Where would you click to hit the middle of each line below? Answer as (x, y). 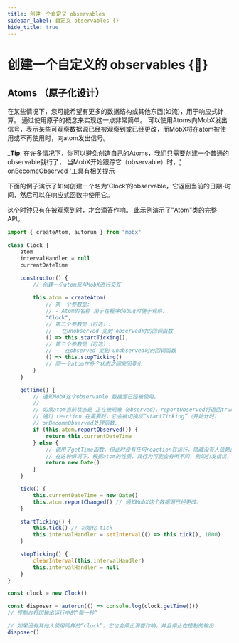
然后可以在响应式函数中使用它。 (67, 195)
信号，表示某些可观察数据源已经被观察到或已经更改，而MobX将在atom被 (114, 129)
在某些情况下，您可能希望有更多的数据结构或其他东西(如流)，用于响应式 (113, 112)
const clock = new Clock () (47, 594)
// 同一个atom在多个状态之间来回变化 (94, 364)
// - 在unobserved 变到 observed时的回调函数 (109, 331)
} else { (46, 443)
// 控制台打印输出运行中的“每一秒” (53, 613)
